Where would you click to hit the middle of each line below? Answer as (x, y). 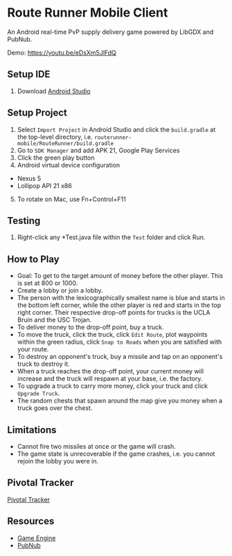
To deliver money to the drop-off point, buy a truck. (90, 327)
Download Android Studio (54, 91)
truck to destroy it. (43, 364)
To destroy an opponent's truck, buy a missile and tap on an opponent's (120, 357)
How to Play (34, 259)
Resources (31, 521)
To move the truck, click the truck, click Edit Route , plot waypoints (112, 335)
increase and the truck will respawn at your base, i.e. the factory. (110, 379)
